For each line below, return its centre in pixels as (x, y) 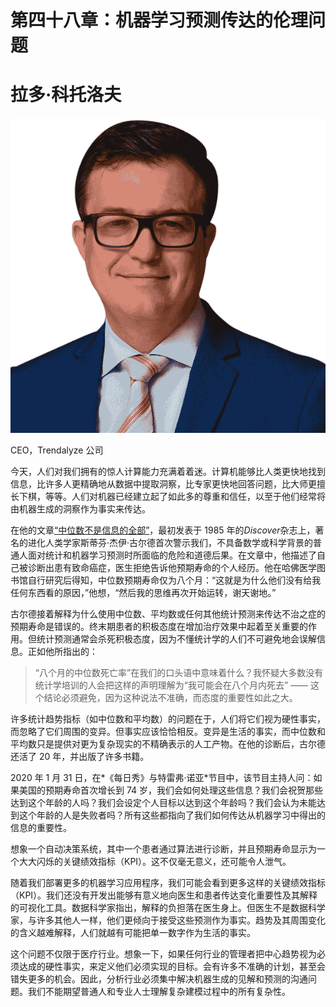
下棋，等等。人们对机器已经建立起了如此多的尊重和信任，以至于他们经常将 (172, 497)
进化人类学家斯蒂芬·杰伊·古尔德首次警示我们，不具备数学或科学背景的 (170, 543)
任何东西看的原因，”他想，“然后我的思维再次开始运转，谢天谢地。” (143, 593)
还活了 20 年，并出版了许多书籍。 (80, 757)
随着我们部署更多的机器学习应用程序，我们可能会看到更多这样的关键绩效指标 (168, 883)
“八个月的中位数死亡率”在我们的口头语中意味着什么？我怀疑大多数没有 (179, 673)
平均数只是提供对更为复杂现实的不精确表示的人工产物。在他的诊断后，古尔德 (168, 744)
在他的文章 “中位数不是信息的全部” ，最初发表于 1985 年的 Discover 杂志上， (163, 530)
